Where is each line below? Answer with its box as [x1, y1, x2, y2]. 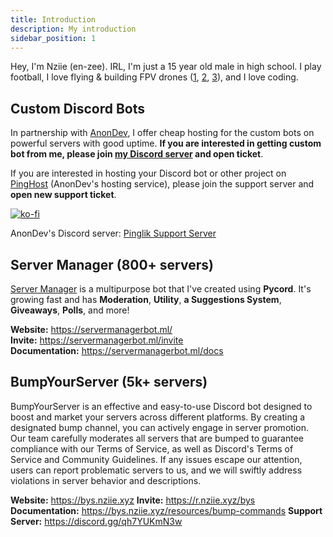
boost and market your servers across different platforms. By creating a [10, 411, 306, 423]
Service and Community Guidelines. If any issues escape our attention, [10, 453, 303, 465]
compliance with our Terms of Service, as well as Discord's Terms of [10, 442, 294, 455]
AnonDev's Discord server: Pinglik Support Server [10, 227, 217, 240]
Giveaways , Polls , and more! [10, 304, 130, 316]
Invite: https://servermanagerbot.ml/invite [10, 334, 184, 346]
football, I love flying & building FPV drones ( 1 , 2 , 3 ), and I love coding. [10, 71, 299, 83]
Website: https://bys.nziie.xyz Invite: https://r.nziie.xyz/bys [10, 494, 256, 506]
